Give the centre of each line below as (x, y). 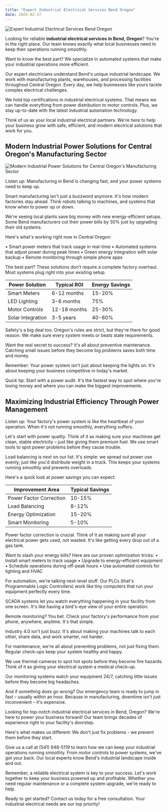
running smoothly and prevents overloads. (49, 468)
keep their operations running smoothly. (46, 49)
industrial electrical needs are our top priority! (52, 804)
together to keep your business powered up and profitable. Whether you (80, 778)
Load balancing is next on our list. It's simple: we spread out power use (79, 457)
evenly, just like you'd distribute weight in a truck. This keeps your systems (82, 462)
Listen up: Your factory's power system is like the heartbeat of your (75, 422)
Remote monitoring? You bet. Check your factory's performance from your (82, 617)
